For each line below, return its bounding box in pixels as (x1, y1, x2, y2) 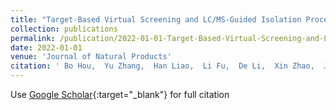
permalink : (10, 33, 56, 43)
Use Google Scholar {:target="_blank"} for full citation (10, 89, 230, 100)
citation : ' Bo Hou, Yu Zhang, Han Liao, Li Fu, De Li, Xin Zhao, (10, 61, 315, 71)
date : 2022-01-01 (10, 42, 83, 53)
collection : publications (10, 24, 118, 34)
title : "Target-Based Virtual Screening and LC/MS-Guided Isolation (10, 14, 302, 25)
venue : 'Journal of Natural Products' (10, 52, 172, 62)
